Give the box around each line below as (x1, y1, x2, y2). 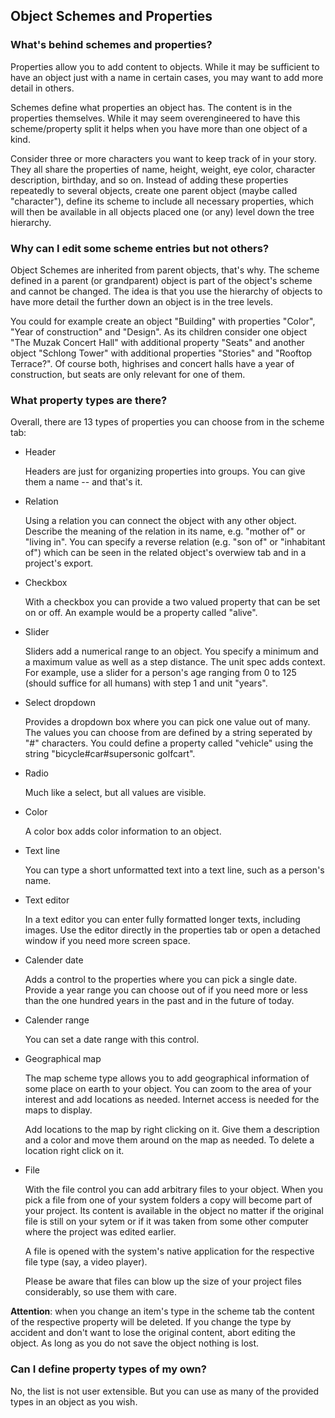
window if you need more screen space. (24, 935, 191, 947)
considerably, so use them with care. (24, 1286, 177, 1298)
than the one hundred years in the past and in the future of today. (24, 995, 295, 1007)
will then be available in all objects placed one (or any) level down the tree (10, 205, 315, 218)
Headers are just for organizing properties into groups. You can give (24, 465, 306, 478)
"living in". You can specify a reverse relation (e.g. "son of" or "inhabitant (24, 536, 326, 548)
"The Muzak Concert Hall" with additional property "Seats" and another (10, 336, 305, 348)
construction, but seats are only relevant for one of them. (10, 368, 246, 380)
